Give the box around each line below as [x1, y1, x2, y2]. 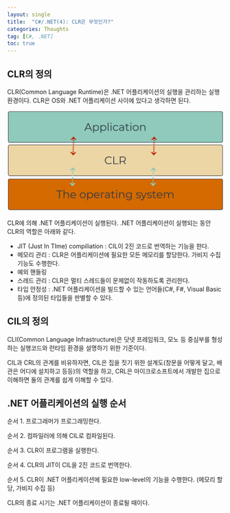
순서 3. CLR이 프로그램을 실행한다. [7, 446, 100, 455]
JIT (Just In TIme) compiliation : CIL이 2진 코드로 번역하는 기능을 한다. [16, 241, 209, 250]
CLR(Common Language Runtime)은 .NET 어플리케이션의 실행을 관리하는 [7, 87, 207, 96]
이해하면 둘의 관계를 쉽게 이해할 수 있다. [7, 375, 113, 384]
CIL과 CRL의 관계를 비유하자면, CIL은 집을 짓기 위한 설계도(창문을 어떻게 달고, [7, 358, 216, 367]
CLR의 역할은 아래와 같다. [7, 227, 76, 235]
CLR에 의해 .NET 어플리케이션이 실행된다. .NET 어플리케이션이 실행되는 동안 [7, 219, 211, 227]
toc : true [7, 40, 36, 47]
